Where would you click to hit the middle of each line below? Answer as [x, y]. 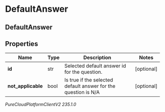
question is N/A [82, 92]
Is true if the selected [89, 80]
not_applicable [25, 86]
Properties [22, 43]
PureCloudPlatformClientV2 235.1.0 [41, 105]
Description [97, 57]
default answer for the [90, 86]
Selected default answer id [95, 66]
